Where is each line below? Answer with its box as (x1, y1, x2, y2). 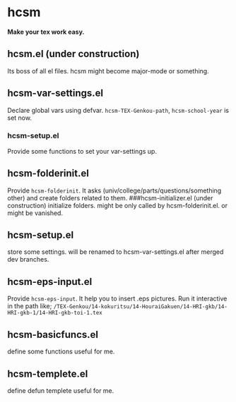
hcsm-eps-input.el (7, 276, 93, 288)
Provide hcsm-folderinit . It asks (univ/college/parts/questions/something (7, 186, 222, 195)
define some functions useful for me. (7, 347, 115, 356)
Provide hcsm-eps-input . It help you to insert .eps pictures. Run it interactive (7, 294, 228, 303)
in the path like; (7, 302, 52, 310)
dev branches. (7, 255, 49, 264)
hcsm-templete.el (7, 367, 88, 379)
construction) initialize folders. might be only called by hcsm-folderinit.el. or (7, 201, 228, 209)
